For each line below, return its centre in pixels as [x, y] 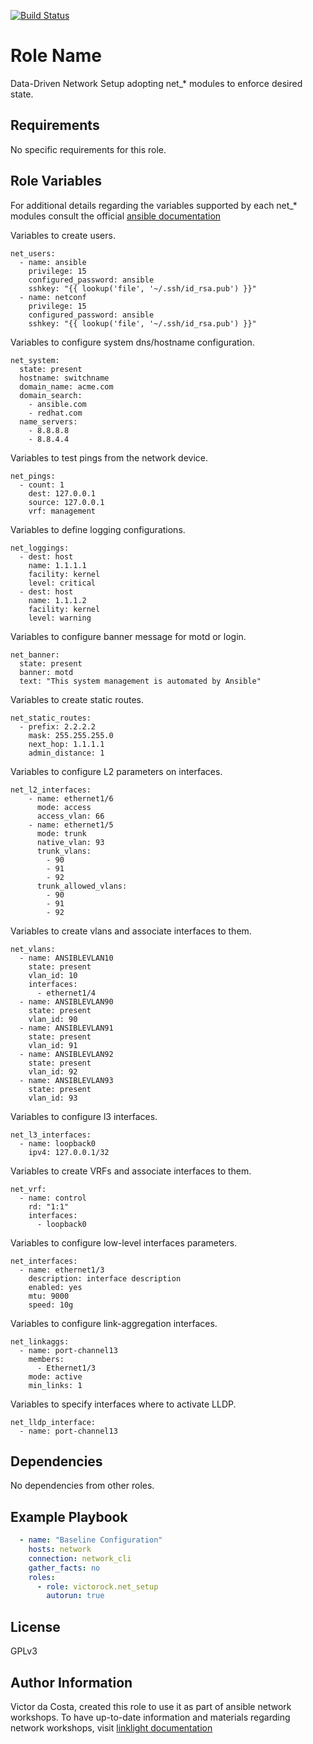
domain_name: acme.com [66, 386]
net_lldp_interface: [53, 1422]
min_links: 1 [55, 1385]
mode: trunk [61, 833]
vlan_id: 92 [53, 1071]
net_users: [33, 253]
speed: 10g [51, 1305]
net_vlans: [33, 949]
